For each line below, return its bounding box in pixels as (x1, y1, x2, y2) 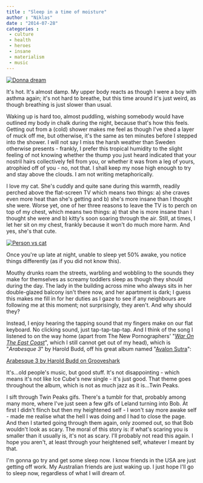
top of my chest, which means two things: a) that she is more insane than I (6, 208, 192, 215)
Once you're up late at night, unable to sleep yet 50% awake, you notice (6, 251, 187, 258)
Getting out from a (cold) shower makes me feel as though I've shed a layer (6, 125, 195, 133)
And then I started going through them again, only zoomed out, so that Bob (6, 419, 194, 426)
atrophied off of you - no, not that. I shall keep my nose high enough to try (6, 164, 191, 172)
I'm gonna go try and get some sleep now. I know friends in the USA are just (6, 456, 196, 464)
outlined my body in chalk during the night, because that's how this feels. (6, 119, 190, 126)
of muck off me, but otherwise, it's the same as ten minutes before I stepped (6, 132, 198, 139)
